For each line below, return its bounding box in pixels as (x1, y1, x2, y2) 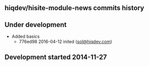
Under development (4, 21, 67, 29)
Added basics (11, 34, 40, 40)
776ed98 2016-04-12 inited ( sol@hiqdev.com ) (19, 39, 112, 44)
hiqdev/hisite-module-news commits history (4, 4, 145, 12)
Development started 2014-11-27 (4, 53, 107, 61)
